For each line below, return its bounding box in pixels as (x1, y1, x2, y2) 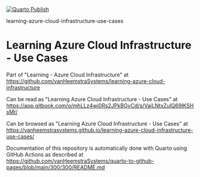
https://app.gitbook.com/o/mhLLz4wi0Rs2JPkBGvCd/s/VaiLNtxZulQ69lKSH (6, 102, 194, 109)
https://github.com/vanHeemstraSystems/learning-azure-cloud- (6, 77, 166, 84)
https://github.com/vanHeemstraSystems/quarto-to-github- (6, 157, 154, 164)
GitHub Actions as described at (6, 151, 84, 158)
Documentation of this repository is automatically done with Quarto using (6, 144, 187, 152)
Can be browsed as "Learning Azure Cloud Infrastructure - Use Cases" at (6, 120, 188, 127)
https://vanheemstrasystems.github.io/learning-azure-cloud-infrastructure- (6, 126, 193, 134)
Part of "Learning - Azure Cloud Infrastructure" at (6, 71, 129, 78)
